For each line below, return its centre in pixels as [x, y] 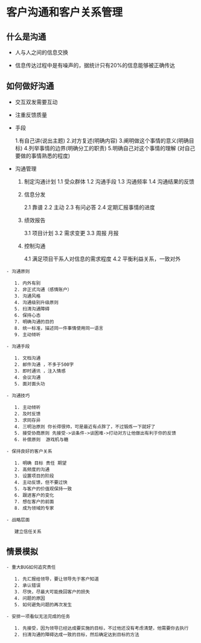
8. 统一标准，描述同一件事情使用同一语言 [59, 328]
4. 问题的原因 [30, 598]
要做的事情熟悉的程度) [43, 156]
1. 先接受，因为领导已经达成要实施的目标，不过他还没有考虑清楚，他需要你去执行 [101, 628]
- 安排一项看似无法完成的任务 [38, 616]
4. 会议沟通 [27, 377]
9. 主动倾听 [27, 335]
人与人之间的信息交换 [41, 52]
